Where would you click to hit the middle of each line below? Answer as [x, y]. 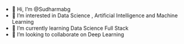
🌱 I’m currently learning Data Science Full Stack [70, 28]
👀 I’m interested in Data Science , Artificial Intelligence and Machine [95, 15]
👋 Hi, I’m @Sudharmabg [41, 9]
